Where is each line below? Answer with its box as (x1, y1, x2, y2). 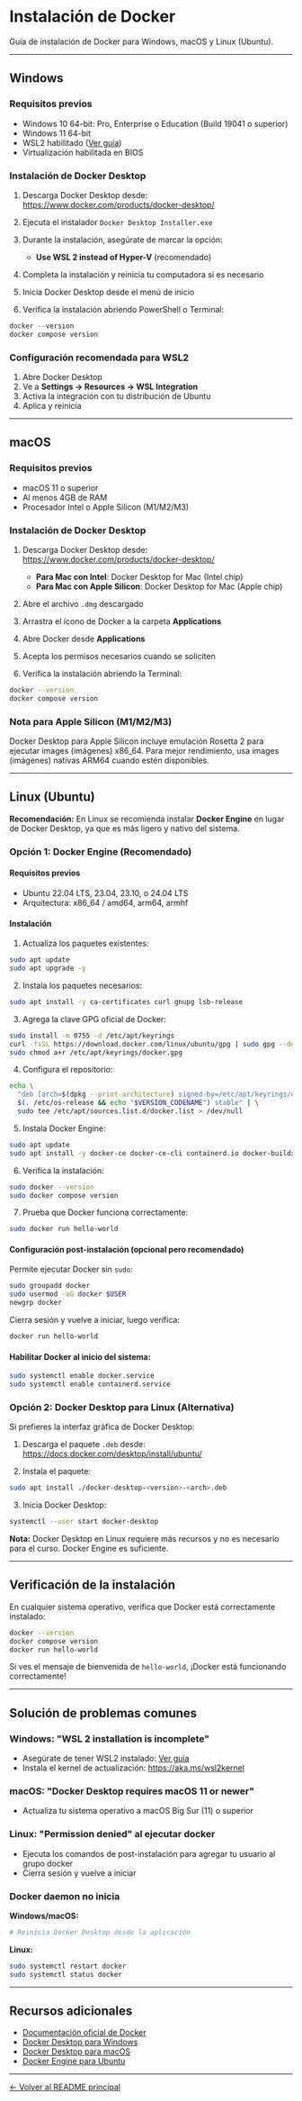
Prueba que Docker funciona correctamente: (22, 1207, 189, 1218)
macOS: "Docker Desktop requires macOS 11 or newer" (9, 1785, 254, 1798)
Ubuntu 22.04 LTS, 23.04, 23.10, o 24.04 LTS (22, 887, 189, 898)
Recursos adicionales (9, 2004, 133, 2018)
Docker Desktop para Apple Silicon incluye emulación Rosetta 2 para (9, 736, 264, 747)
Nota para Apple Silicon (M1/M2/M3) (9, 715, 173, 728)
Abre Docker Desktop (22, 371, 103, 382)
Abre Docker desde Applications (22, 633, 146, 644)
